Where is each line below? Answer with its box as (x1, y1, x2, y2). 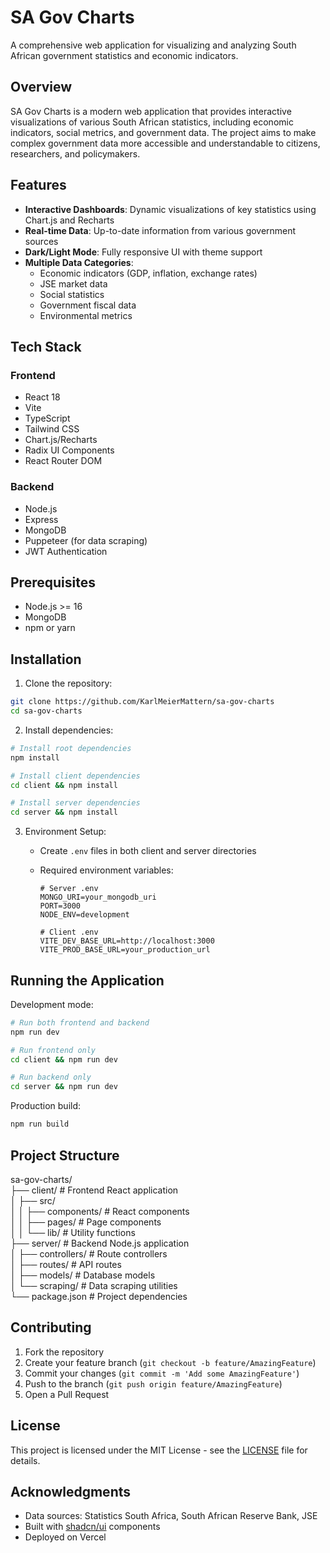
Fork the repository (24, 1346, 105, 1358)
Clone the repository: (24, 677, 113, 690)
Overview (10, 79, 73, 96)
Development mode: (10, 998, 94, 1010)
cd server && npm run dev (10, 1082, 118, 1092)
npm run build (10, 1119, 70, 1130)
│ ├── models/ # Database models (10, 1269, 156, 1281)
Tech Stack (10, 338, 82, 355)
